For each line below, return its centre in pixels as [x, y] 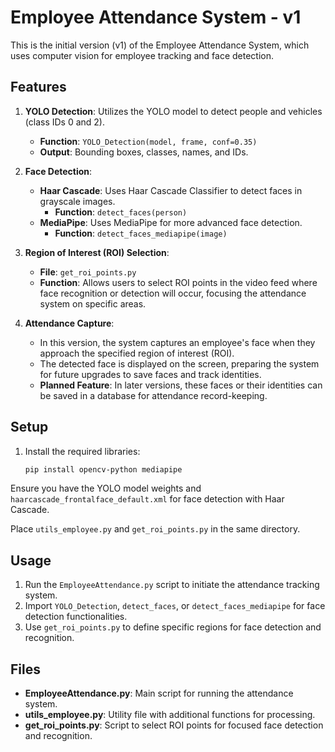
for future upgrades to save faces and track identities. [150, 374]
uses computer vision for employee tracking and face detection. [142, 55]
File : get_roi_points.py [88, 272]
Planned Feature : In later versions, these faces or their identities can [181, 385]
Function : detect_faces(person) [121, 212]
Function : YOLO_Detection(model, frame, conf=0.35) [148, 141]
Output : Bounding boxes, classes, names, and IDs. [144, 152]
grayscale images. [77, 201]
